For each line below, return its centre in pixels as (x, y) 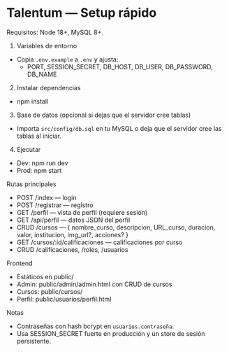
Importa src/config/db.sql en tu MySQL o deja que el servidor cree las (119, 128)
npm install (32, 101)
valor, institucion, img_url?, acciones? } (72, 234)
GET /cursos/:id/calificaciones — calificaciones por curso (99, 242)
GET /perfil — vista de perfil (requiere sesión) (82, 212)
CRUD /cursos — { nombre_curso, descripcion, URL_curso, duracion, (116, 227)
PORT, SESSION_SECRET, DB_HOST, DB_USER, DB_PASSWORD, (120, 66)
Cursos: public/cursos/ (50, 291)
